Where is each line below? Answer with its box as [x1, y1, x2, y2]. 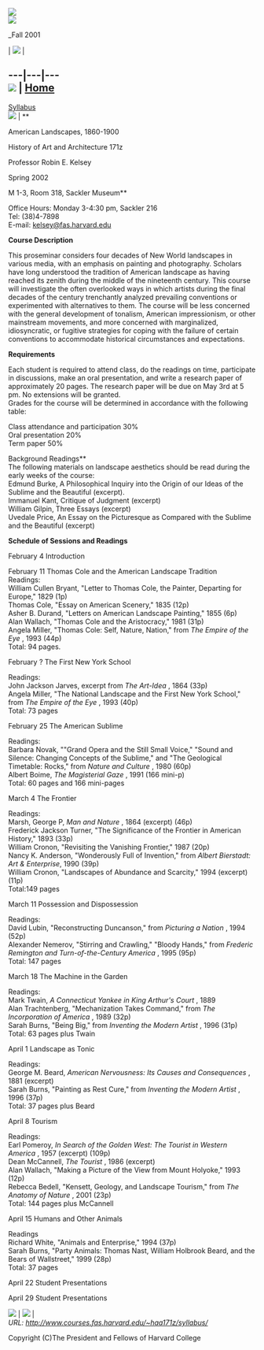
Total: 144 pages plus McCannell [8, 1198, 114, 1208]
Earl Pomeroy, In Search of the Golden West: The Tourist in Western [8, 1140, 228, 1149]
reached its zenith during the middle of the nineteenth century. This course [8, 276, 251, 285]
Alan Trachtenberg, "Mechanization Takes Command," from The [8, 1003, 216, 1013]
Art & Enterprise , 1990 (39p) [8, 859, 100, 868]
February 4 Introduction [8, 551, 85, 561]
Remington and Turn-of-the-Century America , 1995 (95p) [8, 948, 196, 957]
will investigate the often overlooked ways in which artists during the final [8, 284, 246, 293]
